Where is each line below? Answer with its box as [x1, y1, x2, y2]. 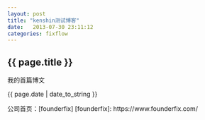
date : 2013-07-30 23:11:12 [7, 23, 94, 30]
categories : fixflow [7, 30, 69, 37]
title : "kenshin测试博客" [7, 17, 80, 24]
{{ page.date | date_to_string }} [7, 90, 98, 99]
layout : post [7, 10, 46, 18]
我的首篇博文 [7, 76, 45, 85]
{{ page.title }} [7, 56, 73, 68]
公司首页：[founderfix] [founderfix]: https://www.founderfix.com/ [7, 104, 199, 113]
